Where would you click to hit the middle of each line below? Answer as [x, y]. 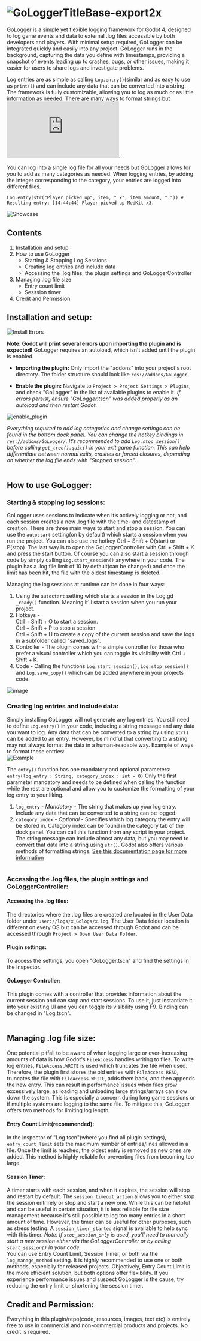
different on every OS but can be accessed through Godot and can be [93, 927]
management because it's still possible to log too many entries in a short [96, 1216]
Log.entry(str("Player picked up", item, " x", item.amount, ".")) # [95, 197]
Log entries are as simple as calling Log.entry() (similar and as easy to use [99, 79]
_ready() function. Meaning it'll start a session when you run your [96, 603]
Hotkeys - [28, 615]
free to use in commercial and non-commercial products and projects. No [97, 1325]
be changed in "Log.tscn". [39, 1013]
